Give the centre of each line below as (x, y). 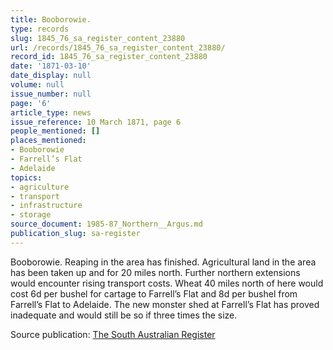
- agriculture (40, 187)
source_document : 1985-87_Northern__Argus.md (106, 224)
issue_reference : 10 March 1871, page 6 (96, 122)
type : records (40, 29)
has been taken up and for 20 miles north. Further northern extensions (155, 272)
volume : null (37, 85)
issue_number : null (51, 94)
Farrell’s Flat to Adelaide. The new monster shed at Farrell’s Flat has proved (165, 304)
